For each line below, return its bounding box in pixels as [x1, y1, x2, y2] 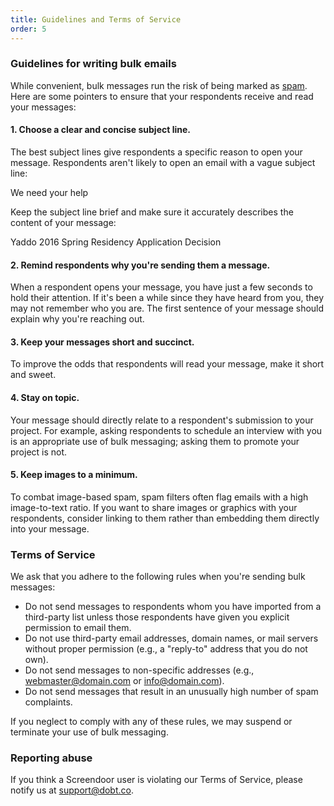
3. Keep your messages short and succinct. [10, 336, 195, 348]
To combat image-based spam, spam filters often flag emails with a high [10, 491, 309, 503]
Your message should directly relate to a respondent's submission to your [10, 414, 314, 426]
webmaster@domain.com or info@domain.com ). [24, 675, 225, 687]
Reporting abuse [10, 751, 93, 765]
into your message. [10, 522, 90, 535]
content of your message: [10, 217, 117, 228]
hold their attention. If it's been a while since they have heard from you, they [10, 292, 324, 304]
